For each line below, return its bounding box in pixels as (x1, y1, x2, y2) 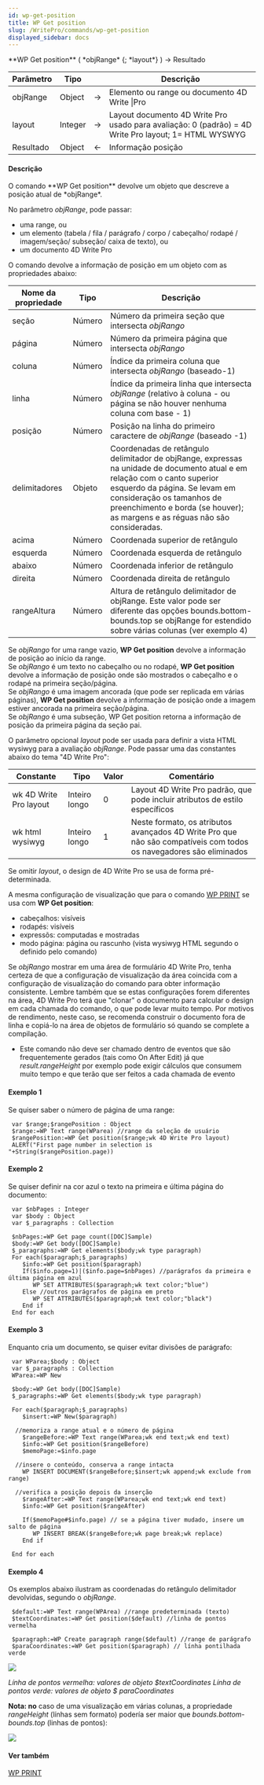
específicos (130, 804, 174, 815)
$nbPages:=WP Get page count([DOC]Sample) (11, 1232, 153, 1241)
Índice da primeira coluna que (109, 355, 220, 366)
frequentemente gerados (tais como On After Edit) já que (19, 1053, 204, 1062)
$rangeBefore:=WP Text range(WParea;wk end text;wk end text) (22, 1434, 230, 1441)
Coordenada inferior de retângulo (109, 560, 234, 571)
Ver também (8, 1750, 49, 1760)
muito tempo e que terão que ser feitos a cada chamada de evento (19, 1069, 236, 1079)
